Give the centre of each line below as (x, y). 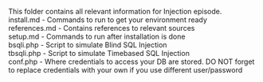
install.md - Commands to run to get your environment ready (108, 20)
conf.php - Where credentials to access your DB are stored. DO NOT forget (131, 61)
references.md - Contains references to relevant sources (102, 28)
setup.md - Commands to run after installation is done (97, 36)
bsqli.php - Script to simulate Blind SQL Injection (88, 45)
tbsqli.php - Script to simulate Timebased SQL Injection (99, 53)
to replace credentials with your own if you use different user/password (126, 70)
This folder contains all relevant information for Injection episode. (115, 11)
